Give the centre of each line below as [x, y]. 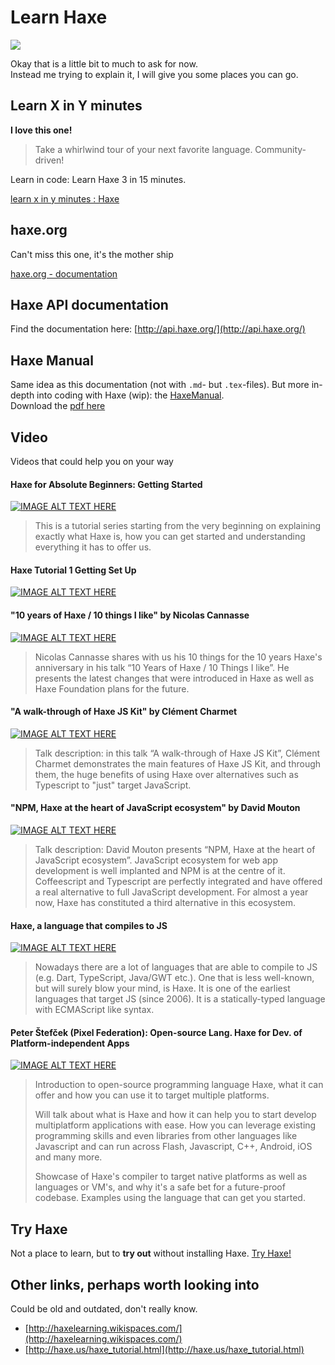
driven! [49, 160]
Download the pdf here [58, 406]
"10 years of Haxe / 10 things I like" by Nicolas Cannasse [130, 615]
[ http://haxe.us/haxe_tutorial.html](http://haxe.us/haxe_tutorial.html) [164, 1350]
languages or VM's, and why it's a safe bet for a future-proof [160, 1187]
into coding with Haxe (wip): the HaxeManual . [130, 395]
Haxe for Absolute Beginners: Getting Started [106, 484]
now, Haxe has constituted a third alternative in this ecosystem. [165, 903]
